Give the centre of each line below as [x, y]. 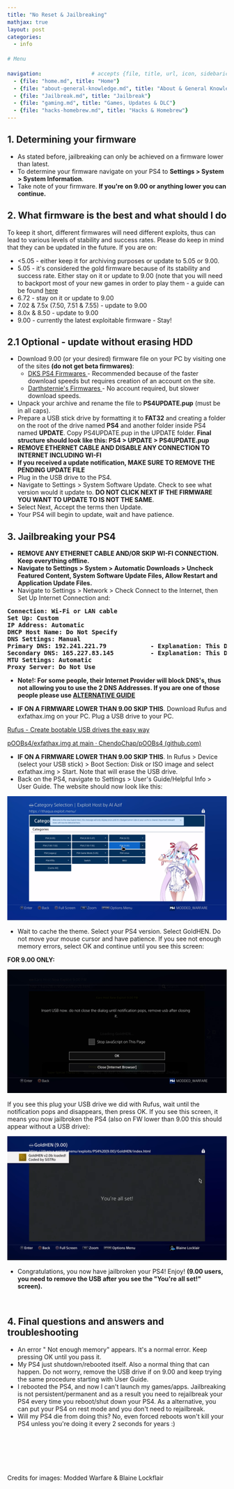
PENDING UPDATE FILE [51, 470]
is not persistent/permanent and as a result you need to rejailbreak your [120, 1394]
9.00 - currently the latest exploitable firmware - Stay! [94, 320]
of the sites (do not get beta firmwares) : [76, 366]
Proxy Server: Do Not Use [52, 667]
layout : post [26, 29]
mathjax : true [28, 22]
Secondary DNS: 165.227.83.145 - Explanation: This [114, 653]
